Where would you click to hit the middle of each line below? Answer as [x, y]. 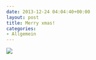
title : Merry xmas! [31, 23]
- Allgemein [21, 34]
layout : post [23, 17]
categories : [21, 28]
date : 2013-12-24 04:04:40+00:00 [48, 12]
